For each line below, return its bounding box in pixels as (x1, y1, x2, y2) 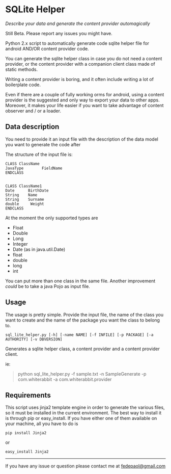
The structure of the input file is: (5, 151, 73, 157)
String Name (5, 192, 38, 197)
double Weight (5, 201, 44, 206)
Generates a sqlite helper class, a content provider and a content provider (5, 346, 160, 352)
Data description (5, 122, 60, 131)
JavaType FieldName (5, 166, 63, 171)
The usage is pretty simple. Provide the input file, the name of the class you (5, 311, 164, 318)
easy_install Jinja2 (5, 450, 49, 455)
